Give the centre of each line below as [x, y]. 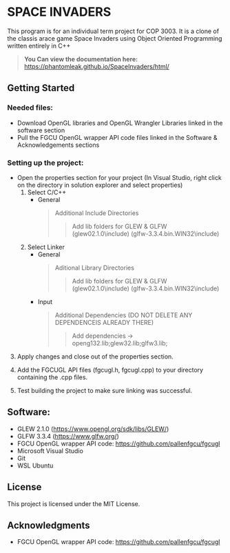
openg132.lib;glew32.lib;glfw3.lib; [120, 343]
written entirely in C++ [39, 46]
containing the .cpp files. [52, 377]
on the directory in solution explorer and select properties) [100, 185]
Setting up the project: [45, 163]
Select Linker [46, 247]
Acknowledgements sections [58, 145]
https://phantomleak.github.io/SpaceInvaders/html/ [97, 66]
